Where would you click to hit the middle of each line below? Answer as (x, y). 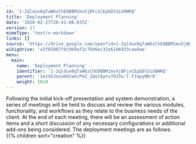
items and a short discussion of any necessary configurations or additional (96, 123)
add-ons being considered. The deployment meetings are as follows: (89, 129)
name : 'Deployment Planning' (52, 66)
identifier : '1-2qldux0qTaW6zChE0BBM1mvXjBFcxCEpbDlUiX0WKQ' (92, 71)
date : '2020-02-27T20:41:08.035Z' (48, 22)
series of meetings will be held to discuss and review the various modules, (95, 105)
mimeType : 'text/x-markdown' (41, 33)
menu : (13, 55)
